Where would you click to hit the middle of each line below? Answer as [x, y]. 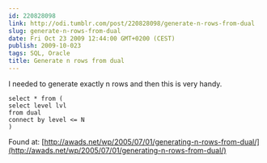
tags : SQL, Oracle [39, 53]
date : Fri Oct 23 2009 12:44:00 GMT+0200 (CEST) [92, 38]
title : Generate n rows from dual [67, 61]
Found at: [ [26, 141]
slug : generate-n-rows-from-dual [65, 31]
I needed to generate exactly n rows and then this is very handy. [115, 84]
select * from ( [36, 98]
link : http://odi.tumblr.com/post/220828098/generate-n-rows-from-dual [131, 23]
